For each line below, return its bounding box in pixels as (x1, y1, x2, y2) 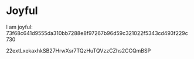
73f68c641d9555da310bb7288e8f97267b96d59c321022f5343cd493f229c (6, 29, 189, 36)
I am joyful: (6, 23, 33, 30)
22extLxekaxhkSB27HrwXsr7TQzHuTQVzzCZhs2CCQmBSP (6, 47, 151, 54)
